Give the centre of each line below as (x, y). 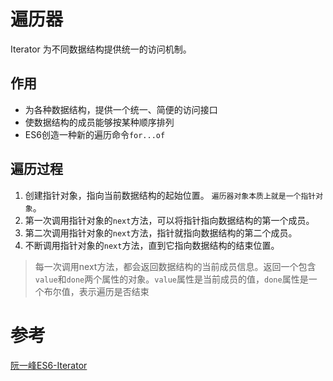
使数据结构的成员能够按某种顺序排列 (99, 122)
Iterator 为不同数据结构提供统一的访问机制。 (101, 49)
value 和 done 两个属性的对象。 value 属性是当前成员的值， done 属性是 (171, 279)
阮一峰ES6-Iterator (49, 365)
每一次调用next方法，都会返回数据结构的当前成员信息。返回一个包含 (175, 266)
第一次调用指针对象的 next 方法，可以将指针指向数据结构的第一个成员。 (169, 220)
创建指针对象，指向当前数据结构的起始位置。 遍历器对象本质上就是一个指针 (170, 195)
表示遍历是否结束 (114, 291)
